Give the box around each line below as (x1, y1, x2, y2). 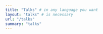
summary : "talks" (5, 21, 42, 26)
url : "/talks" (5, 16, 35, 21)
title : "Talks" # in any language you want (5, 7, 98, 12)
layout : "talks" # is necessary (5, 12, 73, 17)
